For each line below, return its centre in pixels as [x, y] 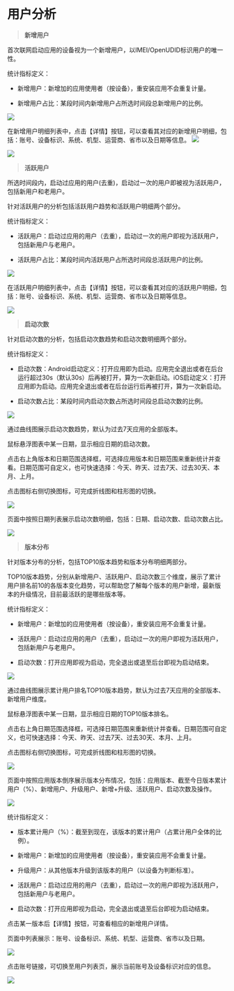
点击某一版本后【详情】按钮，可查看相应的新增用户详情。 [89, 923]
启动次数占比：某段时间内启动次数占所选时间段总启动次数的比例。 [112, 401]
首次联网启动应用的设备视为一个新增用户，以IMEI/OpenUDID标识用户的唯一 [115, 50]
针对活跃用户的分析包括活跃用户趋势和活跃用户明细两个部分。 [96, 206]
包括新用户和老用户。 [38, 191]
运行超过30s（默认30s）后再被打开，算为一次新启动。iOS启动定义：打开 [122, 377]
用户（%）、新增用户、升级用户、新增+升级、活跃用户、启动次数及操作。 [111, 789]
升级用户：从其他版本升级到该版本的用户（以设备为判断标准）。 [107, 870]
